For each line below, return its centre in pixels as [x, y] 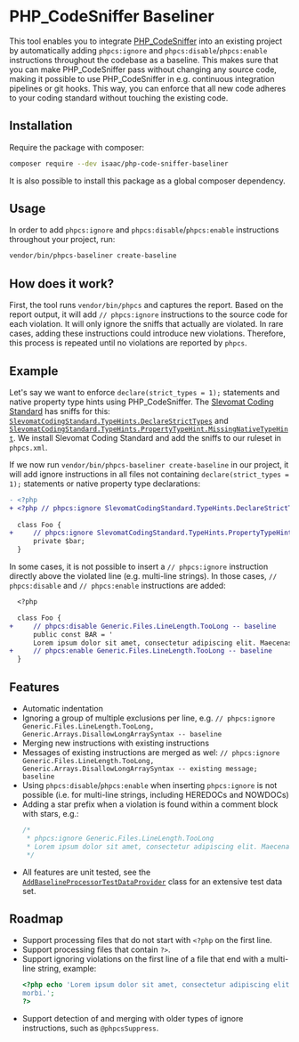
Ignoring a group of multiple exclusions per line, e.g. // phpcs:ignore [149, 718]
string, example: [67, 969]
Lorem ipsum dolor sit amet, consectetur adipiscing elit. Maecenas [162, 643]
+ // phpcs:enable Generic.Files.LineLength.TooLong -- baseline [141, 651]
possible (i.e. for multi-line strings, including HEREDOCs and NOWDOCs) [155, 795]
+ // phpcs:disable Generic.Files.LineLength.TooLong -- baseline [143, 626]
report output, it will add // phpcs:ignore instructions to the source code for [149, 314]
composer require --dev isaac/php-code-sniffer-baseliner [119, 163]
